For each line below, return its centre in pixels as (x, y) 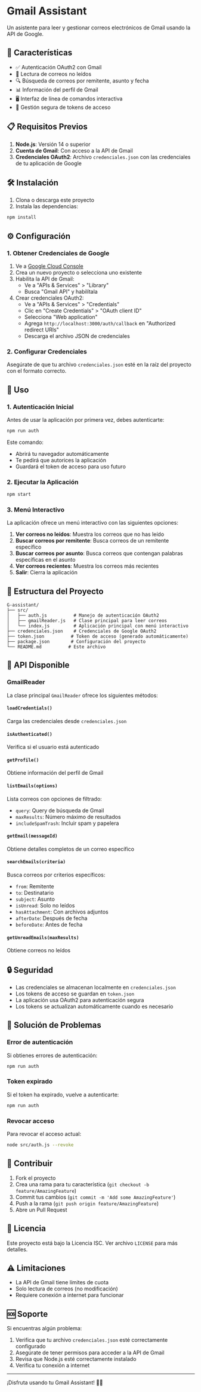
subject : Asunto (35, 899)
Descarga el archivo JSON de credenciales (77, 336)
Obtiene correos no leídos (39, 951)
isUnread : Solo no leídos (45, 905)
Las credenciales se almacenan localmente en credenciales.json (96, 987)
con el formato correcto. (37, 371)
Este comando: (25, 442)
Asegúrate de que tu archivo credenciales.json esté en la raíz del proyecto (99, 365)
